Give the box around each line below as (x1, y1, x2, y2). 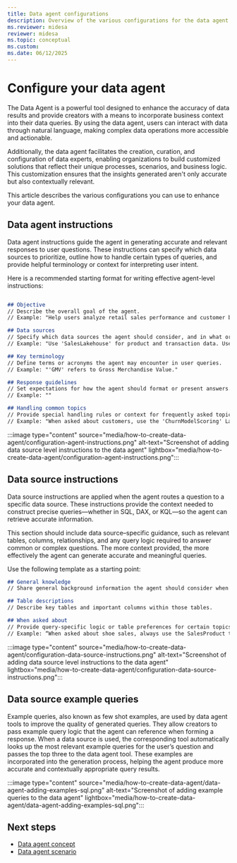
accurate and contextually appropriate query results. (7, 764, 160, 773)
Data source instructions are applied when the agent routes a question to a (7, 492, 224, 501)
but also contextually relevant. (7, 177, 95, 186)
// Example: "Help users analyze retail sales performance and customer (7, 314, 226, 321)
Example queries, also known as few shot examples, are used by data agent (7, 712, 228, 720)
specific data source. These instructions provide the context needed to (7, 499, 214, 508)
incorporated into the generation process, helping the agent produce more (7, 757, 224, 766)
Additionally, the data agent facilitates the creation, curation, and (7, 147, 195, 155)
